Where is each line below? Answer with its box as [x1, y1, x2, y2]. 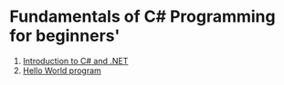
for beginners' [9, 25, 121, 46]
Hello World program [22, 65, 102, 76]
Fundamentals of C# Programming [9, 6, 276, 27]
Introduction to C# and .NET [22, 55, 129, 66]
